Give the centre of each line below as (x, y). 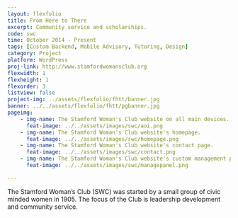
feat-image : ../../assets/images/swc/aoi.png (94, 126)
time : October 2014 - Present (52, 40)
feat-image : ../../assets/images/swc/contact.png (101, 152)
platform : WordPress (38, 60)
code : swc (22, 34)
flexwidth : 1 (27, 73)
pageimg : (20, 113)
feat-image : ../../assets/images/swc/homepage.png (102, 139)
